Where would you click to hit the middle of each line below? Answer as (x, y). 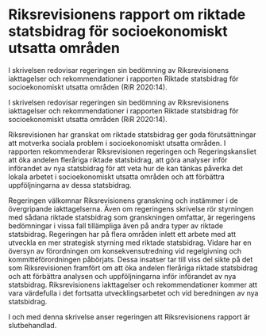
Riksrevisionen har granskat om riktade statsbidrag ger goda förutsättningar (132, 134)
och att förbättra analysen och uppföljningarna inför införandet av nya (122, 276)
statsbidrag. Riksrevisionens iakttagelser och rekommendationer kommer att (133, 284)
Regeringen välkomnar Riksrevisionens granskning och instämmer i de (123, 200)
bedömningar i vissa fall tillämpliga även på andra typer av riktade (116, 225)
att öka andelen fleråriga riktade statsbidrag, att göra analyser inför (118, 159)
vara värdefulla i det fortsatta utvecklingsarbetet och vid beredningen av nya (133, 293)
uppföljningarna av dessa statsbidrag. (70, 185)
